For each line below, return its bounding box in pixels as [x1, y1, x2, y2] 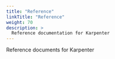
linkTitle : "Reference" [6, 14, 65, 20]
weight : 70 [6, 19, 33, 25]
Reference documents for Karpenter [6, 46, 95, 53]
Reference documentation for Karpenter [11, 30, 110, 36]
